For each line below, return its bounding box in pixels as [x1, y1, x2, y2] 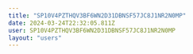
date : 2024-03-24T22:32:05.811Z [8, 19, 115, 27]
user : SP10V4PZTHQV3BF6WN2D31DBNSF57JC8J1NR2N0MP [8, 26, 176, 34]
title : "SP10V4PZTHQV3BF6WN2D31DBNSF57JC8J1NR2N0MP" [8, 11, 187, 20]
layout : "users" [8, 33, 62, 42]
